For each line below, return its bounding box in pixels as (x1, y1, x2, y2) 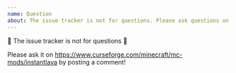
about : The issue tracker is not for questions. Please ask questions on (7, 17, 230, 24)
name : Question (7, 10, 52, 18)
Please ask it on (7, 50, 54, 59)
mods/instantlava (7, 57, 58, 66)
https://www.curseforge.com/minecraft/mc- (54, 50, 183, 59)
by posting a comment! (59, 57, 126, 66)
